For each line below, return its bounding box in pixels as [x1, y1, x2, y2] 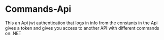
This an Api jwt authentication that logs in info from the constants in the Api [5, 20, 158, 26]
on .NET [5, 30, 22, 36]
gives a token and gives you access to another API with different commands [5, 25, 160, 31]
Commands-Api [5, 3, 71, 15]
